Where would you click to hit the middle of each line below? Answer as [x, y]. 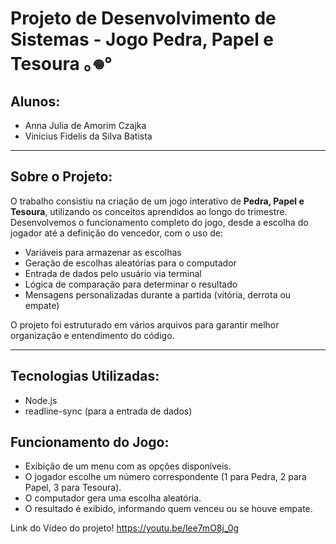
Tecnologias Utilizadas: [85, 376]
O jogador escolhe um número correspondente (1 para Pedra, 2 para [165, 477]
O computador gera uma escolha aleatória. [113, 498]
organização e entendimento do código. [92, 335]
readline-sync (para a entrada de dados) [108, 411]
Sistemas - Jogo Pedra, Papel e [142, 39]
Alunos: [35, 101]
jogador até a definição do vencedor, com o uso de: [117, 233]
